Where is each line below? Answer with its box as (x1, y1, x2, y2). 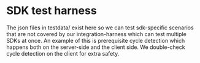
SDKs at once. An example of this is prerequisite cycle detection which (6, 37, 185, 44)
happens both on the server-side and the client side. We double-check (6, 43, 185, 51)
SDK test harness (6, 4, 97, 18)
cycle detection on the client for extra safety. (6, 50, 120, 57)
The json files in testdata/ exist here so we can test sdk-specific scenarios (6, 24, 194, 31)
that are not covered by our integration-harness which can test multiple (6, 30, 187, 37)
